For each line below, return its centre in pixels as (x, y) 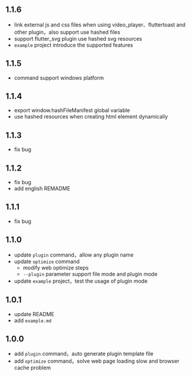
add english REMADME (42, 189)
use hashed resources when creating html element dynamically (91, 117)
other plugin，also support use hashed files (67, 32)
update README (34, 314)
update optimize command (47, 261)
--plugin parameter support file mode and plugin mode (90, 274)
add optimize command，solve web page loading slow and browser (97, 361)
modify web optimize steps (56, 267)
